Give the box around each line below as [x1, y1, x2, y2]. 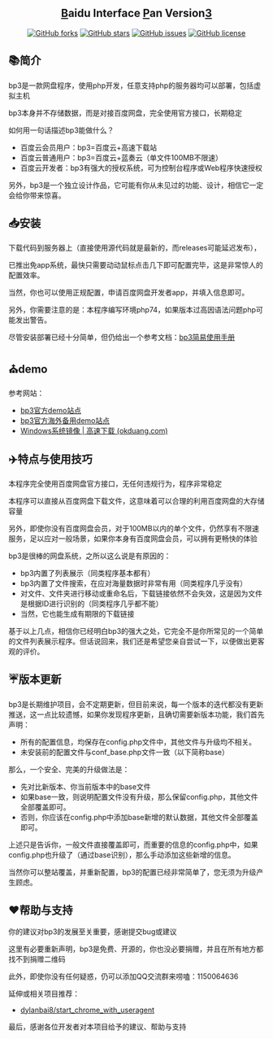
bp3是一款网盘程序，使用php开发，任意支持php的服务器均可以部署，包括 [8, 81, 254, 90]
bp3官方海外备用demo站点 [19, 416, 110, 426]
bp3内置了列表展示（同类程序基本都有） [19, 569, 155, 578]
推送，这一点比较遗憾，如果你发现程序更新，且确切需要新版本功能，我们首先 [8, 709, 265, 719]
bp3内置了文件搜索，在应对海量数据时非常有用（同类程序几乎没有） [19, 578, 248, 588]
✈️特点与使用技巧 [8, 452, 93, 466]
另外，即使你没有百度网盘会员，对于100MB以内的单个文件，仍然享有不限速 [8, 524, 260, 534]
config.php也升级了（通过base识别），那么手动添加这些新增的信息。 [8, 849, 236, 859]
